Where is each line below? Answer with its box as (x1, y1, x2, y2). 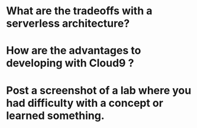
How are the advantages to (6, 44, 141, 57)
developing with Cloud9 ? (6, 56, 134, 70)
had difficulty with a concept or (6, 96, 164, 110)
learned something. (6, 108, 105, 122)
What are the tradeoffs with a (6, 4, 153, 18)
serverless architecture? (6, 17, 130, 30)
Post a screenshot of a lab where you (6, 84, 192, 97)
